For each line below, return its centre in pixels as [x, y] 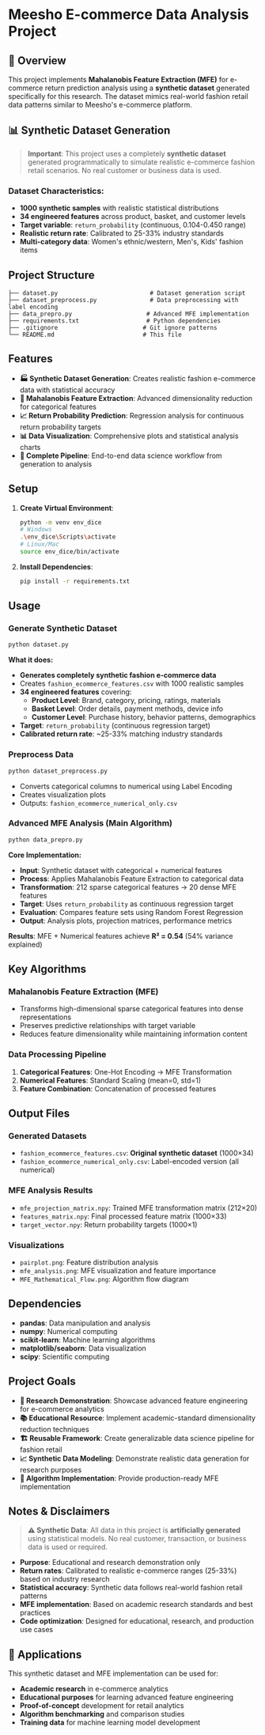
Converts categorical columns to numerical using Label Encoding [126, 786]
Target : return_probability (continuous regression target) [115, 726]
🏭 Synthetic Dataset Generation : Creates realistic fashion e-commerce [138, 378]
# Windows [36, 530]
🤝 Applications [45, 1654]
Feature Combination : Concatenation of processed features [118, 1088]
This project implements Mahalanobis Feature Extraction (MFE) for [118, 79]
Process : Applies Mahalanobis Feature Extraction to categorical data [131, 879]
